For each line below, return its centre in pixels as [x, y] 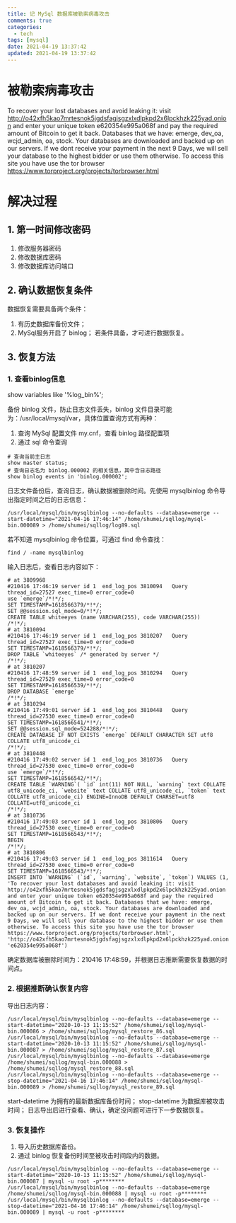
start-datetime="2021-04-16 [49, 519]
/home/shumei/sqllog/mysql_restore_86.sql [112, 1031]
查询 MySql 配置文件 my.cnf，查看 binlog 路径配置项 [93, 433]
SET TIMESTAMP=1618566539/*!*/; [55, 686]
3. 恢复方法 [31, 357]
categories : [25, 27]
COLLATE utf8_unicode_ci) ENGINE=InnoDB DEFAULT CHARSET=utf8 [101, 797]
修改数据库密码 [39, 257]
